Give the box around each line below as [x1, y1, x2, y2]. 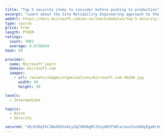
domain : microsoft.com [9, 66, 56, 71]
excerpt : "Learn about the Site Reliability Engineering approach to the [5, 12, 160, 17]
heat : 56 [5, 48, 23, 53]
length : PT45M [5, 30, 34, 35]
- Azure [9, 111, 26, 116]
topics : [5, 106, 21, 112]
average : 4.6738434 [9, 44, 50, 48]
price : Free [5, 25, 29, 30]
